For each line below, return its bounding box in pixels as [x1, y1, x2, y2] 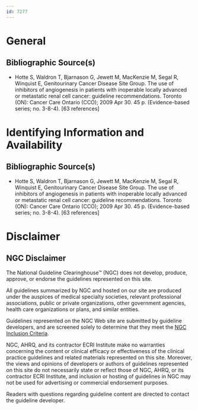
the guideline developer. [6, 396, 65, 403]
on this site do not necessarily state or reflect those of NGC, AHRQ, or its [6, 366, 184, 373]
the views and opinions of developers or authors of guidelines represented [6, 360, 189, 367]
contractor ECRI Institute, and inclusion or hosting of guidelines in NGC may [6, 373, 191, 380]
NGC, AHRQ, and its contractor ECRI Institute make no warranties [6, 341, 165, 348]
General [6, 34, 46, 47]
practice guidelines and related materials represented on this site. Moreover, [6, 354, 193, 361]
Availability [6, 138, 63, 152]
